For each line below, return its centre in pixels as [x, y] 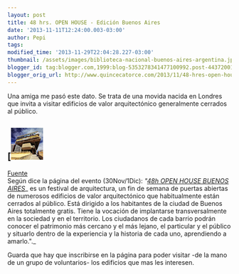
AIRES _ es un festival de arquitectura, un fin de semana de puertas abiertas [118, 189]
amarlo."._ [22, 241]
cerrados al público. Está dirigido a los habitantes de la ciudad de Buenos [115, 204]
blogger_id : [25, 67]
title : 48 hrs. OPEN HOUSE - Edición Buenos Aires [84, 22]
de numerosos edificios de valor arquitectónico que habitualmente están [113, 196]
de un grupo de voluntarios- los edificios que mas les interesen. [101, 263]
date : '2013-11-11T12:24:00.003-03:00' [67, 30]
